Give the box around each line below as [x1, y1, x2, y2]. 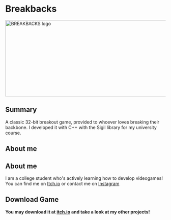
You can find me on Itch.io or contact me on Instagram [5, 180, 120, 186]
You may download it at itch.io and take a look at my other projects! [5, 209, 150, 215]
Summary [5, 105, 37, 114]
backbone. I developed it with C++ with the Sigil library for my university [5, 124, 157, 130]
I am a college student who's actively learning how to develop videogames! [5, 175, 163, 181]
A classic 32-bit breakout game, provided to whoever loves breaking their [5, 119, 160, 125]
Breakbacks [5, 3, 57, 15]
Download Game [5, 195, 59, 204]
